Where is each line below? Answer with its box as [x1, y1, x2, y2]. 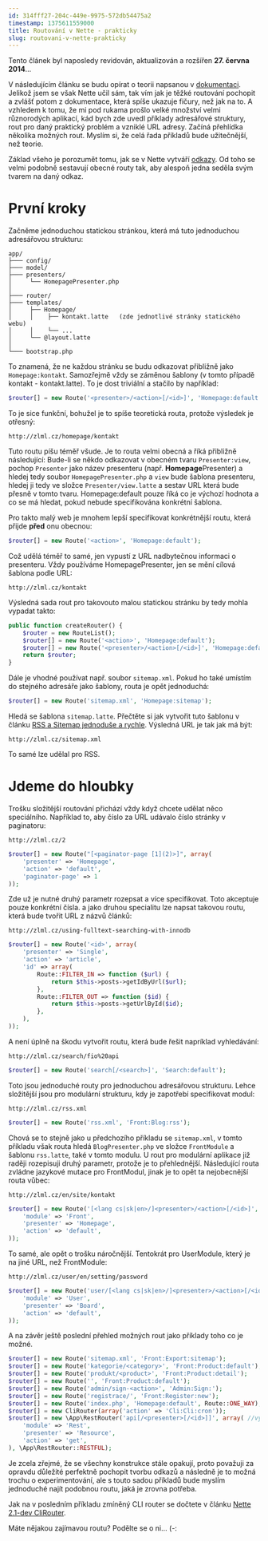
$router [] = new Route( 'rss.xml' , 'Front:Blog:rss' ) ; [8, 1119, 191, 1127]
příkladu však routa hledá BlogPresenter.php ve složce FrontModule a [8, 1141, 235, 1151]
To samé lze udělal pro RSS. [8, 750, 100, 759]
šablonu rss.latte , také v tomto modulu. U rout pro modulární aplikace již [8, 1150, 251, 1159]
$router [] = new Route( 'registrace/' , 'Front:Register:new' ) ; [8, 1392, 219, 1400]
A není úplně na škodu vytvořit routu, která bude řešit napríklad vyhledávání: [8, 1036, 259, 1046]
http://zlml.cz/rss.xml [8, 1104, 88, 1112]
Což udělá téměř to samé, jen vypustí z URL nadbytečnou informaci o [8, 551, 237, 561]
